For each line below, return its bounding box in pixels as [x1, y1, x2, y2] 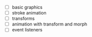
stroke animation [11, 10, 46, 16]
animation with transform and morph [11, 21, 87, 27]
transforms [11, 15, 35, 21]
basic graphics [11, 4, 43, 10]
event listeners [11, 27, 43, 33]
